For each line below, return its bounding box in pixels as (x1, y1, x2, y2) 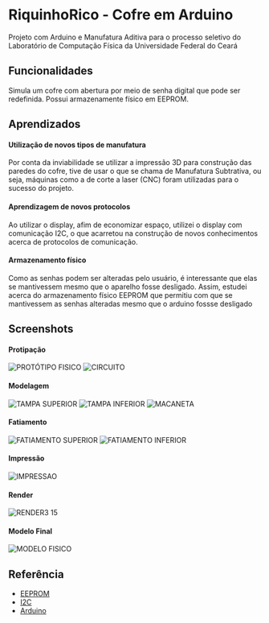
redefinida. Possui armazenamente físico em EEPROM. (8, 94, 189, 104)
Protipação (8, 345, 47, 354)
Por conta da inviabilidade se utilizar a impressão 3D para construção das (8, 158, 252, 167)
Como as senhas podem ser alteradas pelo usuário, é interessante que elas (8, 273, 258, 283)
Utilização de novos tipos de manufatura (8, 139, 146, 150)
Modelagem (8, 381, 50, 390)
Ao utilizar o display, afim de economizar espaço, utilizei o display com (8, 220, 243, 229)
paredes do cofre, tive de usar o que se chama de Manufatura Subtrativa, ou (8, 167, 262, 176)
